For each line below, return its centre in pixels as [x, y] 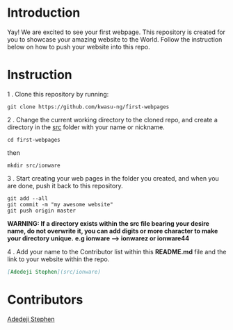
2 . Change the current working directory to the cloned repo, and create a [112, 119]
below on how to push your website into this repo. [79, 47]
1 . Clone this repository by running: [58, 94]
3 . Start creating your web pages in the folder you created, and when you [113, 178]
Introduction [44, 13]
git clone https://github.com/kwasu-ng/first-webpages [88, 107]
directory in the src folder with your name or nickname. [86, 127]
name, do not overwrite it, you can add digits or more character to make [113, 231]
